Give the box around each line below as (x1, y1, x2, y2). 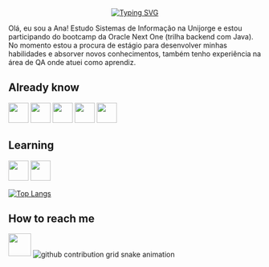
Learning (8, 138, 55, 152)
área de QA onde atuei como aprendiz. (8, 58, 137, 67)
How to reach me (8, 212, 95, 226)
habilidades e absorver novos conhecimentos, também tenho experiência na (8, 49, 262, 59)
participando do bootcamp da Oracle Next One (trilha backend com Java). (8, 32, 255, 41)
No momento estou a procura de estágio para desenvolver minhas (8, 40, 227, 50)
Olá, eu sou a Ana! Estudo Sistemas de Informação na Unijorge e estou (8, 23, 243, 33)
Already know (8, 80, 80, 95)
